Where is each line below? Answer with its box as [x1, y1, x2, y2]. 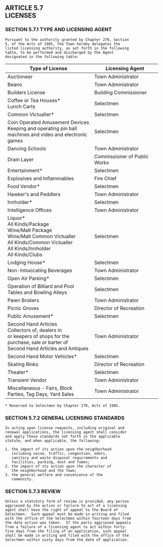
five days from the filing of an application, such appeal [5, 529, 127, 534]
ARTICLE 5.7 [5, 4, 44, 12]
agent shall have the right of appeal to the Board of [5, 508, 118, 512]
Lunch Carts [7, 103, 35, 110]
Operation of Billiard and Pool [7, 283, 74, 290]
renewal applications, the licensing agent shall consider [5, 430, 127, 434]
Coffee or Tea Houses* [7, 97, 61, 104]
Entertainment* [7, 167, 43, 174]
